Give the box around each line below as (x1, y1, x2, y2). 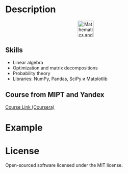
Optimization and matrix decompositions (12, 65, 98, 71)
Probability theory (12, 70, 50, 76)
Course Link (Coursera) (5, 104, 55, 110)
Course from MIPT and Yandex (5, 90, 105, 99)
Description (5, 4, 56, 15)
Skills (5, 46, 23, 55)
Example (5, 121, 43, 133)
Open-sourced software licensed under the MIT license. (5, 162, 123, 168)
